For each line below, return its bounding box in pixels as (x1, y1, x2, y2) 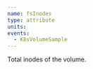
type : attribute (7, 17, 55, 24)
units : (7, 23, 27, 30)
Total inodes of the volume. (7, 55, 87, 63)
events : (7, 29, 30, 37)
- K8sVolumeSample (13, 36, 68, 43)
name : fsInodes (7, 10, 52, 17)
